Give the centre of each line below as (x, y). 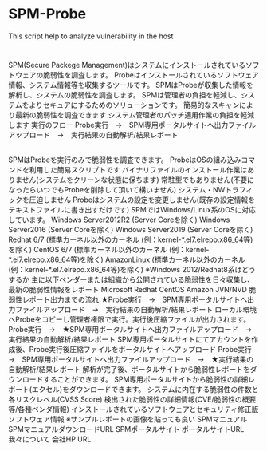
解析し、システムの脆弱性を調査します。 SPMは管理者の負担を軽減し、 (125, 95)
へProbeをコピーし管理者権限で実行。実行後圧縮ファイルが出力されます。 (130, 319)
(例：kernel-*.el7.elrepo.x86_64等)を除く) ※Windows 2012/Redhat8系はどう (132, 269)
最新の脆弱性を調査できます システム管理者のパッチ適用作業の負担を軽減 (135, 115)
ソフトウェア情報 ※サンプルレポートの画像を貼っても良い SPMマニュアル (128, 419)
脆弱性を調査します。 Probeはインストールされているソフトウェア (151, 75)
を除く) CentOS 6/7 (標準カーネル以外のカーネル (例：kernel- (109, 249)
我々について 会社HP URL (50, 439)
